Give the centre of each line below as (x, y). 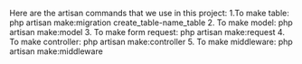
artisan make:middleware (57, 51)
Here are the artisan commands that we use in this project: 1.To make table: (149, 13)
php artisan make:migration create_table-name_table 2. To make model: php (151, 23)
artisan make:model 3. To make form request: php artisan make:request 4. (147, 32)
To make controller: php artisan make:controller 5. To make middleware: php (151, 41)
